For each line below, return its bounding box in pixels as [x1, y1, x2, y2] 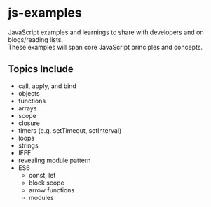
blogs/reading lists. [8, 35, 64, 43]
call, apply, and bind [18, 82, 76, 90]
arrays [18, 103, 37, 113]
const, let [28, 171, 56, 179]
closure [18, 119, 41, 127]
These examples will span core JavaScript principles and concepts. [8, 43, 203, 51]
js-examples [8, 5, 83, 21]
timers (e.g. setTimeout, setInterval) [18, 126, 122, 134]
